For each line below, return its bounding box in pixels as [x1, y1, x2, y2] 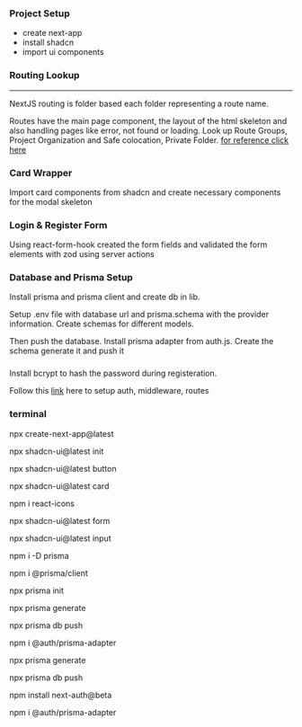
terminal [9, 408, 47, 421]
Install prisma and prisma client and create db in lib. [9, 291, 200, 303]
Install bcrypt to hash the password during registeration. [9, 368, 218, 379]
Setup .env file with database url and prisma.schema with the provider [9, 309, 270, 320]
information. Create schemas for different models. [9, 318, 195, 330]
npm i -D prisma [9, 550, 69, 561]
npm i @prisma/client [9, 567, 88, 578]
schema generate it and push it [9, 345, 124, 357]
